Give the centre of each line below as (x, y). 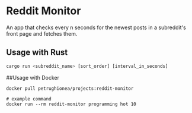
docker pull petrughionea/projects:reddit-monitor (70, 88)
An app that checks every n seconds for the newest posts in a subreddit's (96, 27)
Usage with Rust (37, 53)
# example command (29, 99)
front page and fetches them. (42, 33)
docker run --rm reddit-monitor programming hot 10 (71, 104)
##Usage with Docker (33, 77)
